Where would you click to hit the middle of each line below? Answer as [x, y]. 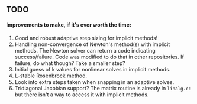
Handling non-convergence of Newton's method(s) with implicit [92, 44]
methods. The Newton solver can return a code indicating [85, 50]
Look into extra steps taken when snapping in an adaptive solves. [94, 82]
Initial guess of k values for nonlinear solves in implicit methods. [93, 69]
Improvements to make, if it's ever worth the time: [69, 25]
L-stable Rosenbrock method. [51, 76]
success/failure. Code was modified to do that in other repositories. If [99, 57]
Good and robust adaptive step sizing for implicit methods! [86, 38]
